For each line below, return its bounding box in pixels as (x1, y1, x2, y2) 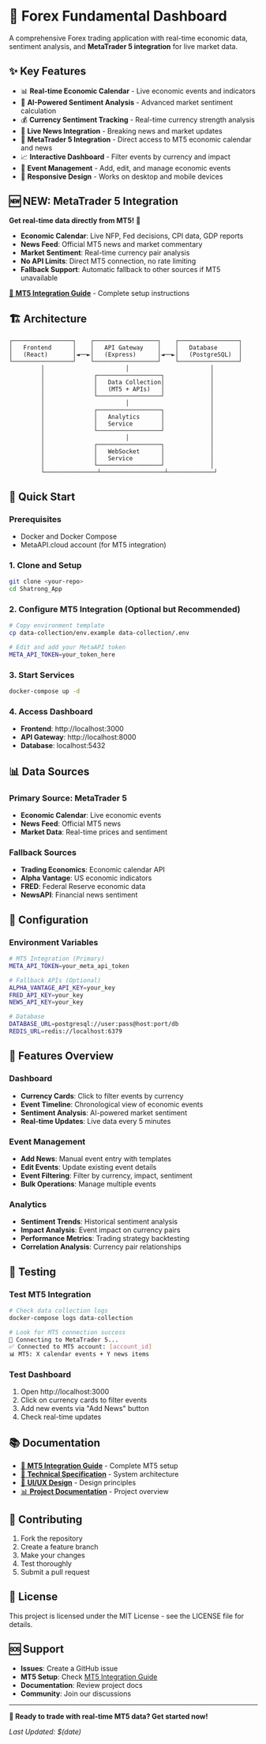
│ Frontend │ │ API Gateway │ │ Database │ (9, 344, 243, 352)
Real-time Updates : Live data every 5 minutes (20, 1116, 171, 1125)
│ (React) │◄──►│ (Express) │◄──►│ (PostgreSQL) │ (9, 351, 243, 359)
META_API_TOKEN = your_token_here (9, 651, 115, 659)
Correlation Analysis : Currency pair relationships (20, 1242, 182, 1252)
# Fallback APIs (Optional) (9, 976, 102, 984)
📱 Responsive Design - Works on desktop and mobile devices (20, 172, 223, 181)
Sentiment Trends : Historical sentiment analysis (20, 1217, 178, 1227)
